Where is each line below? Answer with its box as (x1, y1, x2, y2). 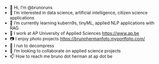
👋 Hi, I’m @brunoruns (9, 5, 53, 10)
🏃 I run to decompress (9, 43, 54, 48)
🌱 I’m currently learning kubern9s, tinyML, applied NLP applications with (9, 20, 155, 26)
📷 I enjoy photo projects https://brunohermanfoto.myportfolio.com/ (9, 36, 145, 41)
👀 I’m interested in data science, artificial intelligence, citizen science (9, 10, 148, 16)
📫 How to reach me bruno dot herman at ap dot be (9, 53, 113, 59)
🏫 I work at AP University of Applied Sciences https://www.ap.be (9, 31, 140, 36)
